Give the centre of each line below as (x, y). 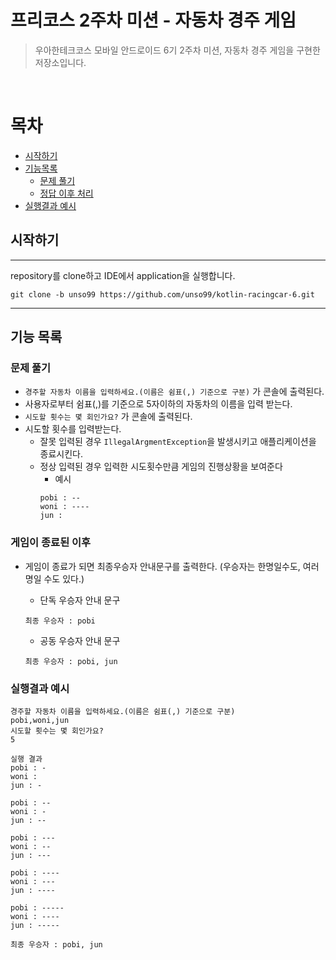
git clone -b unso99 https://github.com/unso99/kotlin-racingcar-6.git (162, 294)
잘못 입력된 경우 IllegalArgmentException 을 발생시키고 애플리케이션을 (178, 442)
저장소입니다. (60, 62)
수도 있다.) (64, 578)
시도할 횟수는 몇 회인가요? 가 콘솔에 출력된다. (108, 417)
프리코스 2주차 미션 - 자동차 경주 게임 (153, 20)
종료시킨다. (61, 454)
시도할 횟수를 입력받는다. (73, 429)
